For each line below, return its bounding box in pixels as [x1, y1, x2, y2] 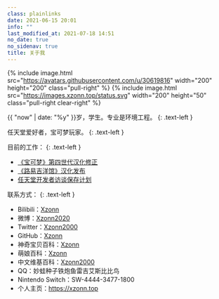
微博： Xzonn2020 [17, 213, 70, 222]
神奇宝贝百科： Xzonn [17, 240, 79, 248]
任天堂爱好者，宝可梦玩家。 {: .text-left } [7, 128, 124, 136]
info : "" [7, 23, 33, 30]
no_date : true [7, 36, 49, 44]
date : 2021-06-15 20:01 [7, 17, 77, 24]
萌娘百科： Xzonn [17, 248, 67, 257]
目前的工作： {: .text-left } [7, 142, 81, 151]
